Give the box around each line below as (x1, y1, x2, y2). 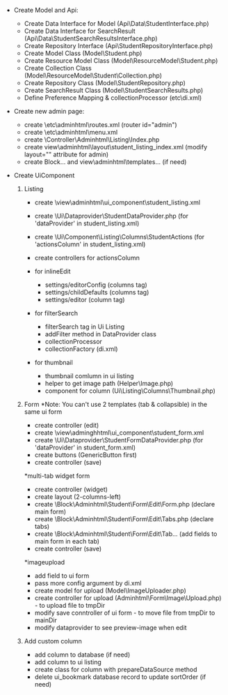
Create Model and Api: (13, 6, 79, 14)
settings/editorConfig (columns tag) (44, 281, 147, 289)
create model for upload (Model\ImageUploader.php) (34, 586, 186, 595)
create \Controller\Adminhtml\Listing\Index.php (24, 135, 160, 144)
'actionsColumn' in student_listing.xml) (34, 240, 146, 248)
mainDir (34, 616, 57, 624)
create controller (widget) (34, 485, 108, 493)
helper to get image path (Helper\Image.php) (44, 380, 174, 387)
